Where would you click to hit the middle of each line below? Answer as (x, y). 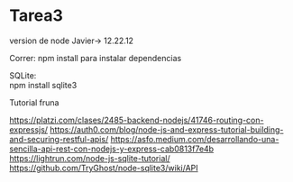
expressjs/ (28, 129)
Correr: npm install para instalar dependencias (96, 58)
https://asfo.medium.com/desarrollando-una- (195, 139)
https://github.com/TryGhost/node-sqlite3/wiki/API (104, 168)
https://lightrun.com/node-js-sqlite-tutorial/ (90, 158)
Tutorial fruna (34, 102)
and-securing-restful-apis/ (59, 139)
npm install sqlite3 (43, 85)
